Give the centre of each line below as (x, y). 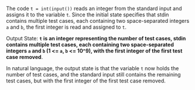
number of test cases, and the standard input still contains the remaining (93, 75)
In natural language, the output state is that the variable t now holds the (93, 68)
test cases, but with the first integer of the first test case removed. (86, 81)
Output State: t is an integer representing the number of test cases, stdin (96, 38)
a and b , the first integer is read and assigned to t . (66, 27)
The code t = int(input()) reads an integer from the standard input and (94, 8)
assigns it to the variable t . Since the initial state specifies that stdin (88, 15)
